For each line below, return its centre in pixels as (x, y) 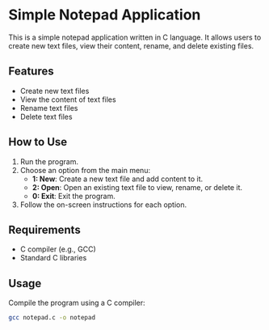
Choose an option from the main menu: (85, 170)
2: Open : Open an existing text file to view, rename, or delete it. (137, 187)
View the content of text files (68, 99)
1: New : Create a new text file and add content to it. (118, 179)
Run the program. (49, 161)
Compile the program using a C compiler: (77, 303)
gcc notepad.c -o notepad (52, 318)
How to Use (38, 142)
